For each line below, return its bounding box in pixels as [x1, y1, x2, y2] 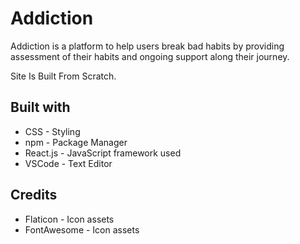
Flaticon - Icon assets [24, 213, 115, 225]
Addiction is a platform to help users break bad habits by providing [10, 40, 285, 52]
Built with [10, 99, 71, 116]
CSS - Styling [24, 125, 81, 137]
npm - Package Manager [24, 136, 128, 148]
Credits [10, 187, 58, 204]
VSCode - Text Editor [24, 157, 113, 169]
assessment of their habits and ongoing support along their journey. [10, 50, 290, 62]
